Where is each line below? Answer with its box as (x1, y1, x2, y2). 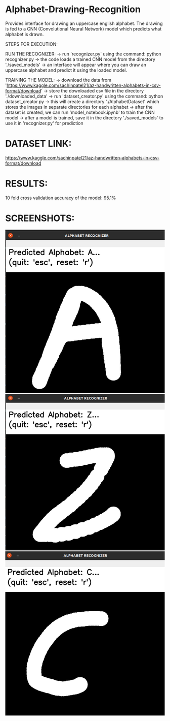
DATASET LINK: (5, 138, 72, 149)
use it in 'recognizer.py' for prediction (5, 120, 83, 126)
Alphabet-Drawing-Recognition (5, 4, 141, 15)
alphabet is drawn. (5, 31, 44, 37)
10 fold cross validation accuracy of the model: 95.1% (5, 195, 116, 201)
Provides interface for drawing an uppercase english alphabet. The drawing (5, 20, 163, 26)
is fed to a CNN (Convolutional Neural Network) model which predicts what (5, 25, 162, 32)
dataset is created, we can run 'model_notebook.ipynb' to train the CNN (5, 109, 155, 115)
